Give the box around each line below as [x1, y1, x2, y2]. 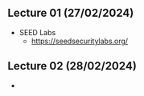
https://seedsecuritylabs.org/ [31, 36, 129, 46]
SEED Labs [19, 27, 56, 37]
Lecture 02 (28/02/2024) [7, 59, 138, 73]
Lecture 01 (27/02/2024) [7, 6, 134, 20]
